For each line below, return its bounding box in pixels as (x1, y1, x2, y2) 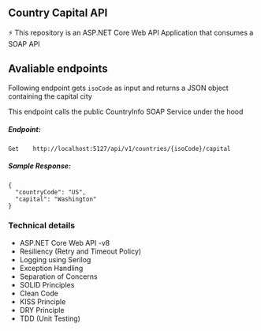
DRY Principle (19, 305, 65, 314)
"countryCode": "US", (15, 188, 87, 196)
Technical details (8, 220, 76, 231)
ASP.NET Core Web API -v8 (19, 238, 110, 247)
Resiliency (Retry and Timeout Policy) (19, 246, 142, 256)
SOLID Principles (19, 280, 75, 289)
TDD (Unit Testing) (19, 314, 81, 323)
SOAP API (8, 39, 41, 48)
